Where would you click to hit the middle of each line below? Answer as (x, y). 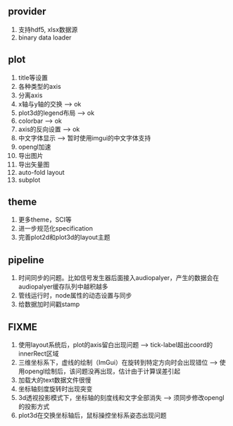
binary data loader (45, 37)
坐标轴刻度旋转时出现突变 (55, 389)
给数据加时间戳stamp (49, 304)
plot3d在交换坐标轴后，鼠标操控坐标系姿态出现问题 (92, 415)
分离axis (30, 95)
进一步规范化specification (56, 229)
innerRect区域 (38, 354)
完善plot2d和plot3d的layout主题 (64, 237)
